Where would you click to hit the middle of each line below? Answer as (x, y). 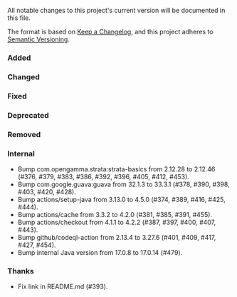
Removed (24, 134)
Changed (24, 76)
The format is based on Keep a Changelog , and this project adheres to (110, 32)
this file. (19, 18)
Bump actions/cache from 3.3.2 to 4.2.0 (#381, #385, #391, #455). (115, 214)
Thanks (21, 271)
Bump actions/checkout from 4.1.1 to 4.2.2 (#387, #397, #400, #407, (117, 222)
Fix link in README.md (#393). (63, 287)
